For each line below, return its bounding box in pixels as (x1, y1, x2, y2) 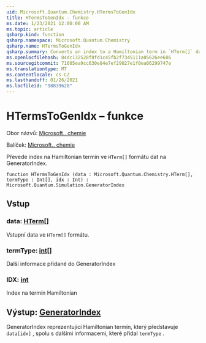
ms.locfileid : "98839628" (6, 83, 72, 89)
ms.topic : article (6, 26, 53, 32)
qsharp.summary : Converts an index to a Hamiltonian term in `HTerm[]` (6, 49, 193, 55)
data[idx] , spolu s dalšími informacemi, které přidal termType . (6, 330, 164, 337)
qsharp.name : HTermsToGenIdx (6, 43, 81, 50)
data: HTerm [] (6, 217, 49, 226)
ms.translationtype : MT (6, 65, 67, 72)
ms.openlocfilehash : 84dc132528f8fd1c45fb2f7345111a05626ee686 (6, 54, 172, 61)
